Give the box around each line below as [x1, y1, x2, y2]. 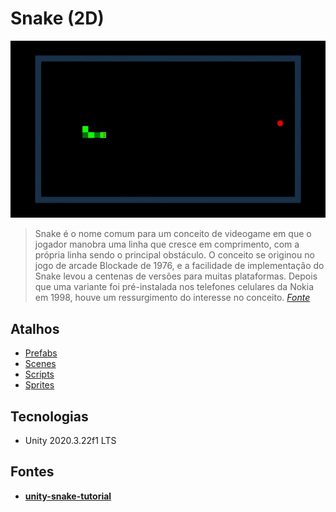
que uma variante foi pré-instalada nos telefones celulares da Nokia [34, 281, 315, 293]
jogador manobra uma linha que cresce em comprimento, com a [34, 238, 300, 251]
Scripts [24, 368, 55, 381]
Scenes [24, 358, 57, 370]
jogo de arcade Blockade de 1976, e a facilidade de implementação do [34, 260, 325, 272]
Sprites [24, 379, 55, 391]
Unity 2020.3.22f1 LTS [24, 434, 117, 446]
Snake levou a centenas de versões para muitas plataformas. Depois [34, 270, 318, 282]
